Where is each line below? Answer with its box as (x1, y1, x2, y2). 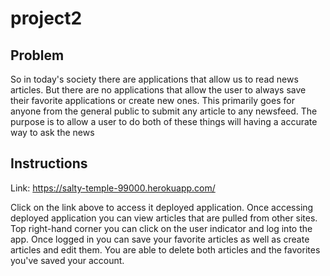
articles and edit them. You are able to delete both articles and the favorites (10, 243, 321, 256)
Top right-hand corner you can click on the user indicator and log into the (10, 222, 313, 234)
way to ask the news (10, 127, 95, 138)
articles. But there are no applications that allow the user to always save (10, 84, 307, 96)
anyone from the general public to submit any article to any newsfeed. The (10, 105, 318, 117)
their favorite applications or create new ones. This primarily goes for (10, 95, 295, 106)
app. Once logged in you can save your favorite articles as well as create (10, 233, 310, 245)
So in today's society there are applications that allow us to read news (10, 73, 299, 85)
